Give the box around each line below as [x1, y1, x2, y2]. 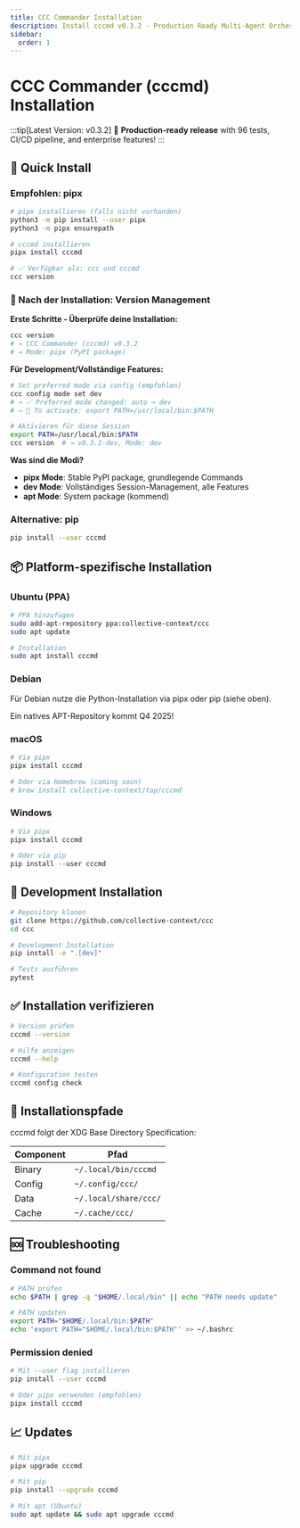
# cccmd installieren [10, 240, 91, 249]
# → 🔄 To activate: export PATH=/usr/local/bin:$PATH [10, 406, 215, 415]
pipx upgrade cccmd [10, 1461, 83, 1470]
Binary [14, 1163, 43, 1176]
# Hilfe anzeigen [10, 1045, 75, 1055]
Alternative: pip [10, 513, 79, 525]
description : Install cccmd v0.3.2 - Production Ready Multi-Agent [10, 21, 266, 30]
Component [14, 1148, 66, 1160]
